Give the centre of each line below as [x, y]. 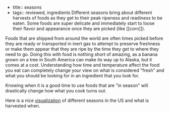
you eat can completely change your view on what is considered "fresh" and [85, 70]
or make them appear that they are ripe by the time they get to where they [82, 49]
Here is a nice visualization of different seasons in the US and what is [77, 100]
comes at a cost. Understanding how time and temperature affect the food [82, 65]
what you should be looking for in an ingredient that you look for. [72, 76]
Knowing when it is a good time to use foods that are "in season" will [77, 85]
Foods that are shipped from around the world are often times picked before [84, 38]
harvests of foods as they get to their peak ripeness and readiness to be [88, 18]
